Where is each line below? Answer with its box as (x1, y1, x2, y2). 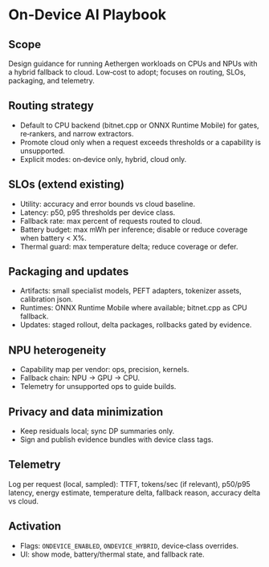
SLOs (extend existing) (8, 178, 124, 192)
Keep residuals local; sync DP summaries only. (19, 427, 175, 436)
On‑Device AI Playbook (8, 6, 167, 24)
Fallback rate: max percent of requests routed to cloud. (19, 216, 202, 225)
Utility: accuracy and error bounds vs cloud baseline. (19, 199, 195, 209)
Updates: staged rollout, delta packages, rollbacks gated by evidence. (19, 320, 252, 330)
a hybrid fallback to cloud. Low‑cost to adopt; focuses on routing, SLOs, (8, 67, 247, 77)
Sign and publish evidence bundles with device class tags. (19, 435, 214, 444)
